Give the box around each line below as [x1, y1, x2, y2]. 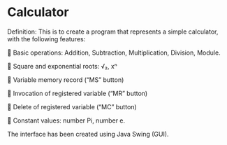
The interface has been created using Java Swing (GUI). [7, 130, 169, 138]
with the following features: [7, 34, 86, 43]
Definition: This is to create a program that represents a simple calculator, [7, 27, 219, 36]
